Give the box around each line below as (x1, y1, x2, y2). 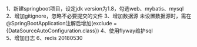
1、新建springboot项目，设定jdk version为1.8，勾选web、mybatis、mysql (6, 5, 184, 12)
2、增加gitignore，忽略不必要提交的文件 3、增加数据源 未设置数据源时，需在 (6, 12, 192, 19)
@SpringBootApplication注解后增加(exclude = (6, 20, 118, 26)
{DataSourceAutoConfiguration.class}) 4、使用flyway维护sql (6, 27, 153, 34)
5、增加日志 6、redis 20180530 (6, 35, 83, 41)
